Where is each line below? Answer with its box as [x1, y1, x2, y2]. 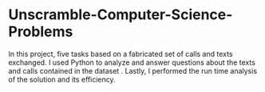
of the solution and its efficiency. [8, 74, 116, 84]
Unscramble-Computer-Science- [8, 6, 233, 24]
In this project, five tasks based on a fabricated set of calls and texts [8, 49, 233, 58]
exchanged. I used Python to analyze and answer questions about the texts [8, 58, 255, 67]
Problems [8, 22, 73, 41]
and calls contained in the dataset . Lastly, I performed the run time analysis [8, 66, 258, 75]
